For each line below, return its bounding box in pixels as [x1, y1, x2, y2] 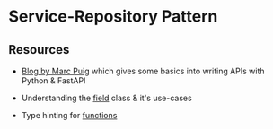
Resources [8, 42, 70, 57]
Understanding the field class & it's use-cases [21, 92, 192, 103]
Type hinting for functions [21, 110, 118, 120]
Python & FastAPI [21, 75, 86, 86]
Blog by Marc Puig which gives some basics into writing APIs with [21, 65, 266, 76]
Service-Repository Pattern [8, 6, 218, 27]
